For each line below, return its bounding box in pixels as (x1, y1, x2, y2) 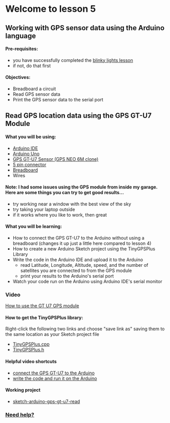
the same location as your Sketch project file (5, 331, 99, 337)
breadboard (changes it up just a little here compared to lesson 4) (12, 240, 152, 246)
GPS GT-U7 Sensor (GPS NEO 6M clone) (12, 156, 99, 162)
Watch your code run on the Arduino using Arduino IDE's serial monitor (12, 278, 162, 284)
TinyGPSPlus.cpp (12, 341, 50, 347)
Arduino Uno (12, 151, 40, 157)
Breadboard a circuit (12, 86, 56, 92)
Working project (5, 387, 41, 393)
